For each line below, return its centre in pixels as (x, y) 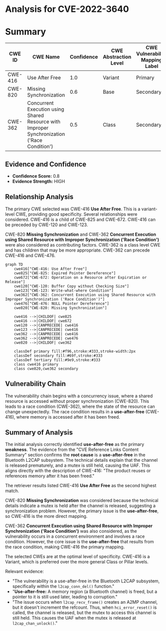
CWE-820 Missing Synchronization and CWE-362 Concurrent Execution (81, 234)
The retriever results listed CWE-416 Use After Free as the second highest (81, 486)
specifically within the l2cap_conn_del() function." (63, 586)
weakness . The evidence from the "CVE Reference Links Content (72, 449)
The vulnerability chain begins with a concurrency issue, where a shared (79, 396)
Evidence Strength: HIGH (39, 181)
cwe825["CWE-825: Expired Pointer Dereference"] (65, 273)
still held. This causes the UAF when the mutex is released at (74, 618)
